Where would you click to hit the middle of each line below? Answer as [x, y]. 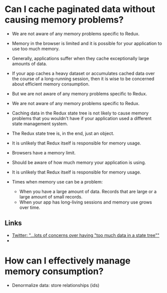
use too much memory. [36, 48]
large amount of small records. [51, 196]
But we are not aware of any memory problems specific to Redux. [79, 93]
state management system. [40, 123]
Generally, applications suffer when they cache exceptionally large [80, 58]
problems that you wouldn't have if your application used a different [82, 118]
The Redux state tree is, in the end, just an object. [63, 133]
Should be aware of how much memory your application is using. [79, 162]
